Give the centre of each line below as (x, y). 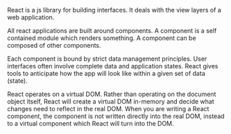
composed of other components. (54, 45)
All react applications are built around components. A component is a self (112, 31)
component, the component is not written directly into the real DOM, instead (116, 116)
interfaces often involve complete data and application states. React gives (113, 66)
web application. (31, 17)
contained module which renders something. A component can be (102, 38)
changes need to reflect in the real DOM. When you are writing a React (108, 109)
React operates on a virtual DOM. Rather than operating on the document (112, 94)
